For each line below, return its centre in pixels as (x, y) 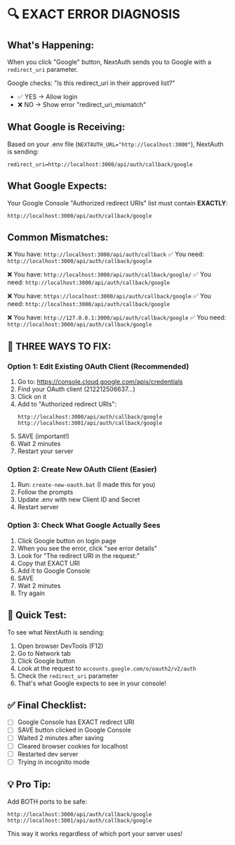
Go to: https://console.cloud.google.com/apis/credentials (100, 382)
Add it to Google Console (54, 571)
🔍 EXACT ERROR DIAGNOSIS (94, 14)
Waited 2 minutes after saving (60, 738)
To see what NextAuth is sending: (56, 632)
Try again (31, 593)
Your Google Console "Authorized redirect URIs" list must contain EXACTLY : (117, 203)
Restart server (38, 507)
